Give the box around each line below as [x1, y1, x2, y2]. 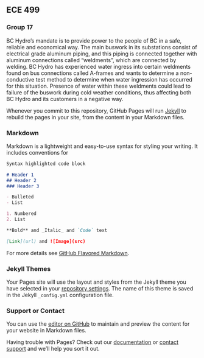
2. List [6, 216, 26, 223]
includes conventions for [6, 149, 69, 156]
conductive [6, 75, 35, 83]
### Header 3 [6, 183, 40, 189]
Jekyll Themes [6, 264, 51, 273]
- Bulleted [6, 194, 34, 200]
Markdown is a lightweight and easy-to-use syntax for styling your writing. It [6, 142, 198, 150]
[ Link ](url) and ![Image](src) [6, 238, 86, 244]
